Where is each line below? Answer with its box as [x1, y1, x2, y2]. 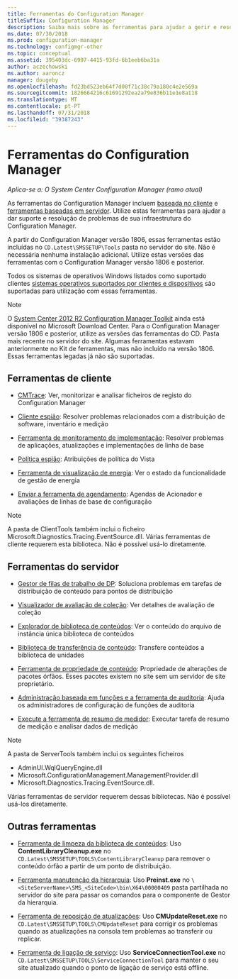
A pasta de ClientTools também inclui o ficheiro [7, 525, 145, 533]
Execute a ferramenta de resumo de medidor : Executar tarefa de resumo [17, 714, 229, 724]
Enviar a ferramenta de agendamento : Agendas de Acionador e [17, 490, 203, 499]
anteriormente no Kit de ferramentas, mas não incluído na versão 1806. [7, 344, 215, 353]
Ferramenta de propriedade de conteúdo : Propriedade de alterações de [17, 665, 227, 673]
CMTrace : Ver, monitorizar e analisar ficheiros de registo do [17, 391, 192, 399]
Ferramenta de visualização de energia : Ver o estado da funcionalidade [17, 469, 227, 477]
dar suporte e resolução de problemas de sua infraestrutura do [7, 214, 191, 222]
